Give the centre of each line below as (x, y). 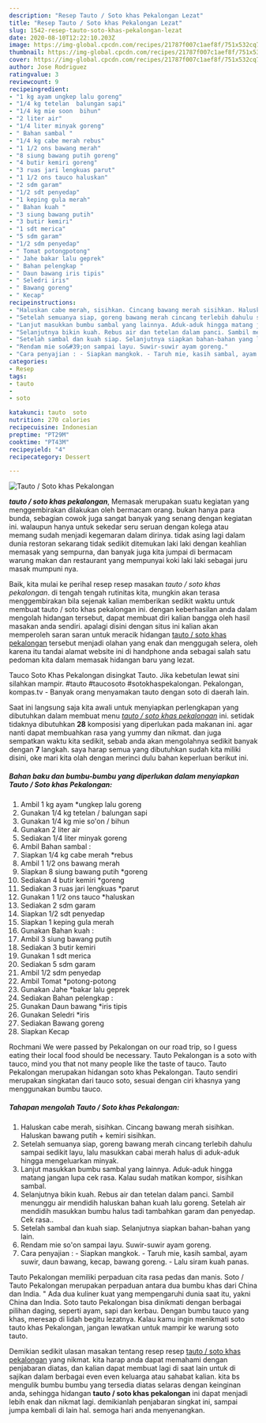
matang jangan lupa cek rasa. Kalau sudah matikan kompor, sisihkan (131, 1178)
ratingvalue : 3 (34, 74)
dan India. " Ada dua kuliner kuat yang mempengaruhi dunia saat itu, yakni (130, 1294)
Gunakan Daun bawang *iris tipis (74, 1006)
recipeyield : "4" (37, 449)
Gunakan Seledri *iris (55, 1015)
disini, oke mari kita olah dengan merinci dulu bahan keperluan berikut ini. (129, 758)
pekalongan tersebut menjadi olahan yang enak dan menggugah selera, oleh (133, 643)
